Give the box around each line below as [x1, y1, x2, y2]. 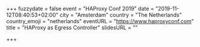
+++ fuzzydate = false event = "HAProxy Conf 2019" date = [6, 5, 155, 12]
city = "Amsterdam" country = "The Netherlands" [59, 11, 182, 18]
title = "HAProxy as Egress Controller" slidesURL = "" [6, 24, 138, 31]
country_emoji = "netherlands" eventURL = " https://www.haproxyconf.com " [6, 18, 195, 24]
